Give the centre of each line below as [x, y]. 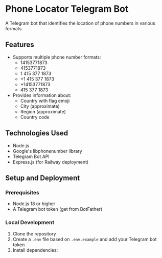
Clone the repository [34, 233]
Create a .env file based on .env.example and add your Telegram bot [85, 239]
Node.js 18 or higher [34, 204]
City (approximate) [40, 106]
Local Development [30, 223]
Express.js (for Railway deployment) [51, 162]
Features [20, 45]
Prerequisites [22, 192]
